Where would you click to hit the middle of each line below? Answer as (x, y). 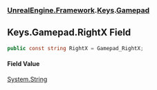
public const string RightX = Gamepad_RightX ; (75, 48)
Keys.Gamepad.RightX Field (69, 33)
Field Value (24, 64)
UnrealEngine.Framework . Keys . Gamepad (78, 10)
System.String (27, 79)
